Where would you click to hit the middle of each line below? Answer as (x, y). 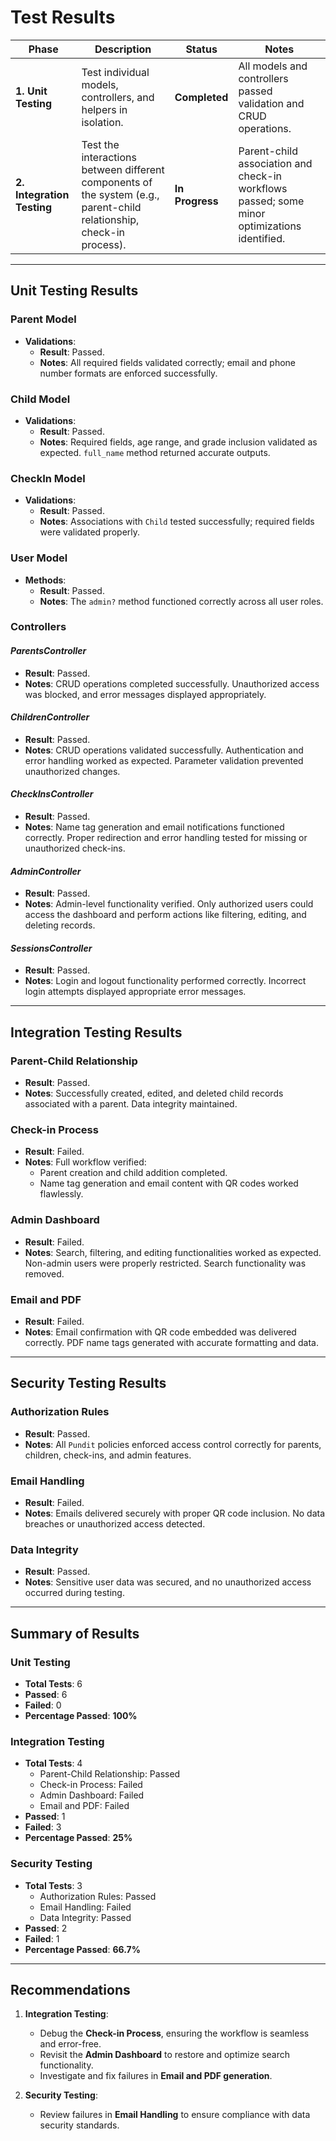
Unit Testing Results (74, 291)
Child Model (40, 399)
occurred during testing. (74, 1593)
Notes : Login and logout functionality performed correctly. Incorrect (165, 981)
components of (117, 182)
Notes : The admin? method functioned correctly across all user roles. (181, 601)
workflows (263, 188)
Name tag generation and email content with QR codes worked (169, 1183)
